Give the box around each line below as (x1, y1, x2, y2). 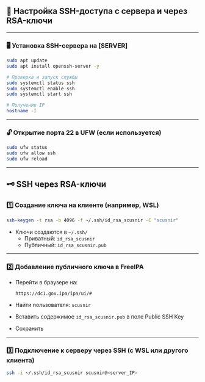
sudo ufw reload (6, 156, 48, 162)
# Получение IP (6, 102, 45, 109)
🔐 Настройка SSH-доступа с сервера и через (6, 6, 188, 16)
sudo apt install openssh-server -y (6, 63, 99, 69)
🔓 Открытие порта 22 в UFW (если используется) (6, 129, 162, 137)
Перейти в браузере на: (15, 278, 78, 286)
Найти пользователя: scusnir (15, 301, 92, 308)
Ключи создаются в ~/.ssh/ (15, 228, 88, 236)
